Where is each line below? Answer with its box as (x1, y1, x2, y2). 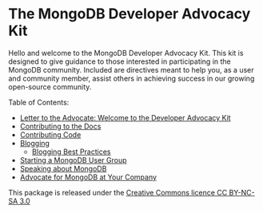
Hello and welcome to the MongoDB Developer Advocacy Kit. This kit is (8, 48, 244, 57)
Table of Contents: (8, 97, 70, 107)
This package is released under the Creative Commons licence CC (8, 187, 228, 197)
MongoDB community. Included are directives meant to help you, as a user (8, 65, 254, 74)
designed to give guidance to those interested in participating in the (8, 57, 232, 66)
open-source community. (8, 81, 92, 92)
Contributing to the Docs (19, 121, 102, 131)
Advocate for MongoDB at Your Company (19, 172, 157, 182)
